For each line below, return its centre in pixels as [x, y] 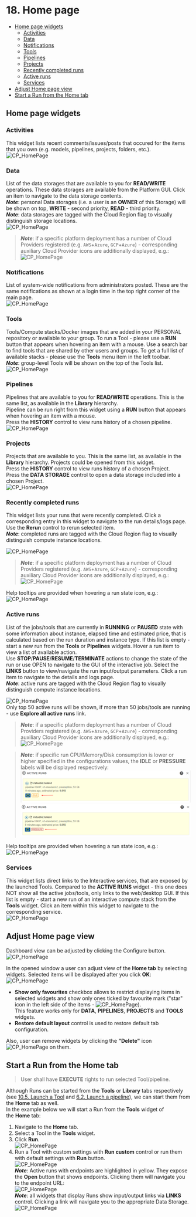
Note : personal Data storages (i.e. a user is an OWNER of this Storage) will [96, 202]
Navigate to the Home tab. [47, 1127]
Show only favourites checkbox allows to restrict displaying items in [97, 992]
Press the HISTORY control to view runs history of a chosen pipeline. [89, 422]
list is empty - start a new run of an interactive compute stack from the [91, 899]
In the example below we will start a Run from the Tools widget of [85, 1110]
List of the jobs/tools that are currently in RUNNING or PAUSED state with [94, 627]
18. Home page [43, 10]
